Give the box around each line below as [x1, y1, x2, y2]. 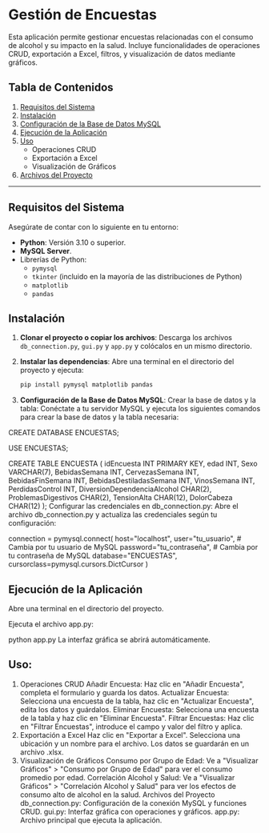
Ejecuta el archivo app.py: [8, 619, 94, 629]
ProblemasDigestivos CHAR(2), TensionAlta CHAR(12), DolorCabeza [8, 493, 233, 503]
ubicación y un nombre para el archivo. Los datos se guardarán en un [19, 739, 250, 748]
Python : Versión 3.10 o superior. [19, 238, 126, 247]
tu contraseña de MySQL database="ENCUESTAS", [8, 551, 178, 561]
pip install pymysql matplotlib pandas [19, 381, 154, 389]
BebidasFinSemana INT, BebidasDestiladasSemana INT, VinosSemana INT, [8, 476, 255, 486]
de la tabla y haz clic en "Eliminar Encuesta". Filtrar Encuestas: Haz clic [19, 713, 255, 723]
